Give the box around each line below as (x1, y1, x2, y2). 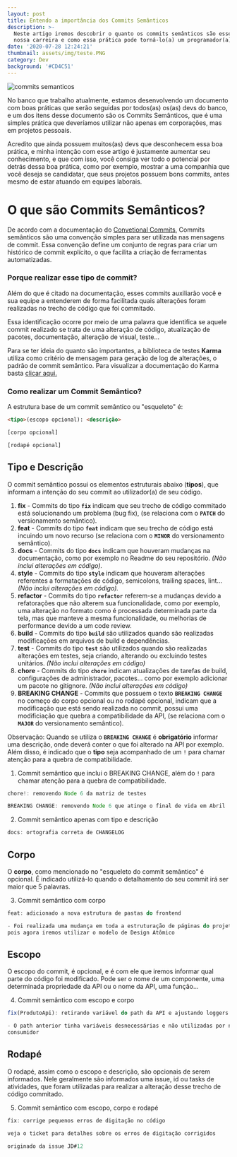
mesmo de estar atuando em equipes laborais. (7, 177, 142, 186)
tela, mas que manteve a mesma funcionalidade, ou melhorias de (17, 614, 207, 622)
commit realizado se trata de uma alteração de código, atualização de (7, 325, 210, 333)
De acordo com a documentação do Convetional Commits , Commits (7, 225, 205, 234)
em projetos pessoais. (7, 126, 72, 134)
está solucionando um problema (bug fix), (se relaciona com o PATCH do (17, 509, 226, 517)
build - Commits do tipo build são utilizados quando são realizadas (17, 629, 214, 637)
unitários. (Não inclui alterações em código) (17, 658, 146, 667)
